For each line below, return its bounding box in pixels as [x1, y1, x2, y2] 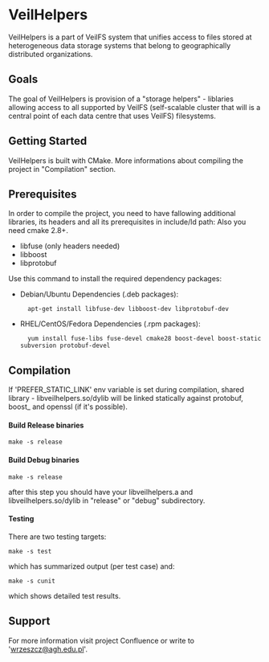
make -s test [8, 547, 52, 555]
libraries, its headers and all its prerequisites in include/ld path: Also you [8, 217, 247, 227]
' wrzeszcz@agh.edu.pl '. [8, 644, 88, 654]
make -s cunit [8, 577, 56, 585]
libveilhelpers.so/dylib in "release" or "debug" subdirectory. [8, 496, 206, 505]
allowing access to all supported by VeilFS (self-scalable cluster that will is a [8, 102, 261, 112]
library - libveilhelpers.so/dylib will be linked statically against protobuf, [8, 394, 243, 403]
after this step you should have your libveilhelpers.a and [8, 487, 194, 496]
